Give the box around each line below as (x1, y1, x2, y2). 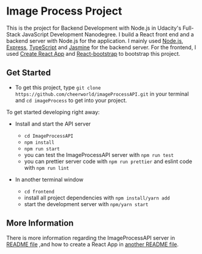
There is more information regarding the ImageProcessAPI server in (6, 234, 175, 241)
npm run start (24, 145, 60, 152)
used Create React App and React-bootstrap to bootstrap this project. (6, 50, 181, 57)
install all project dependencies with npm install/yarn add (24, 194, 170, 201)
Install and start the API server (15, 120, 91, 127)
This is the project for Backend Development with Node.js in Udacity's (6, 24, 182, 32)
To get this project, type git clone (15, 84, 101, 91)
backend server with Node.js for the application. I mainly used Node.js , (6, 37, 184, 44)
